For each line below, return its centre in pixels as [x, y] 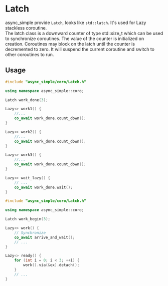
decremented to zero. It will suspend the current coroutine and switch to [80, 49]
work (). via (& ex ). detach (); [51, 265]
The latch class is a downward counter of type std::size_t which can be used [84, 33]
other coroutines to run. [30, 54]
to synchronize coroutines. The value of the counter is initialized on [75, 39]
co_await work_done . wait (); [43, 187]
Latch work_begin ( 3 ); [28, 219]
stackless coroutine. [26, 28]
